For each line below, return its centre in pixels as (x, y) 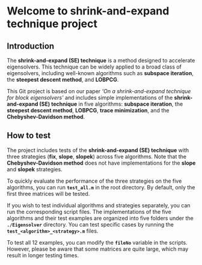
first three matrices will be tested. (48, 193)
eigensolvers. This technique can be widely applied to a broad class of (94, 67)
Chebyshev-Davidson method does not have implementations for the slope (101, 163)
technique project (52, 24)
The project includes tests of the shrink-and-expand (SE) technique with (98, 150)
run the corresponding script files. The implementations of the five (89, 212)
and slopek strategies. (35, 169)
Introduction (31, 46)
